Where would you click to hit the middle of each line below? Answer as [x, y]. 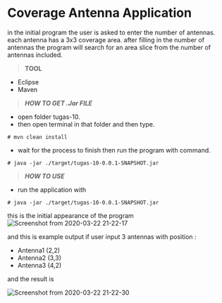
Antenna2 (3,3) [39, 257]
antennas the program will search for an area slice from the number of [109, 47]
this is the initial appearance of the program [70, 215]
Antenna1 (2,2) [39, 250]
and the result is [31, 278]
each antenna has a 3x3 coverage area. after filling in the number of [106, 39]
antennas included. [35, 55]
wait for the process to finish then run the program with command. [114, 150]
